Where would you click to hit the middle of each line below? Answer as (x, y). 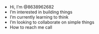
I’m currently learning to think (39, 17)
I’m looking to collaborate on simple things (52, 22)
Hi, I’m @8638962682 (32, 7)
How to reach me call (31, 27)
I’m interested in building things (41, 12)
